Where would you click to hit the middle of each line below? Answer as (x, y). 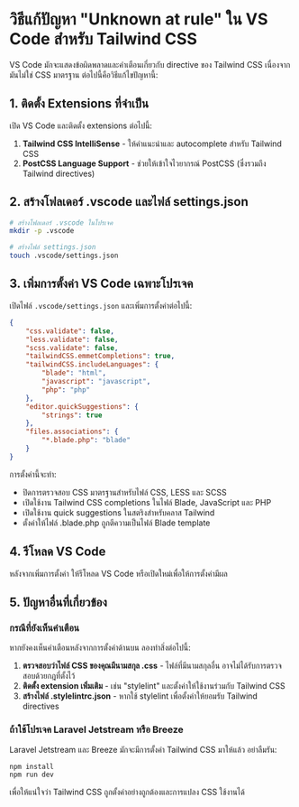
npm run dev (32, 775)
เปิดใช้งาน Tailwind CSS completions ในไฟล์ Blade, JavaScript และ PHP (147, 502)
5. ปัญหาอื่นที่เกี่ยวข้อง (59, 602)
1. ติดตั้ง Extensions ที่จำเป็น (79, 104)
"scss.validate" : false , (72, 348)
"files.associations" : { (72, 432)
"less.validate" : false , (72, 339)
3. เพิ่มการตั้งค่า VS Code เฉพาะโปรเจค (101, 284)
